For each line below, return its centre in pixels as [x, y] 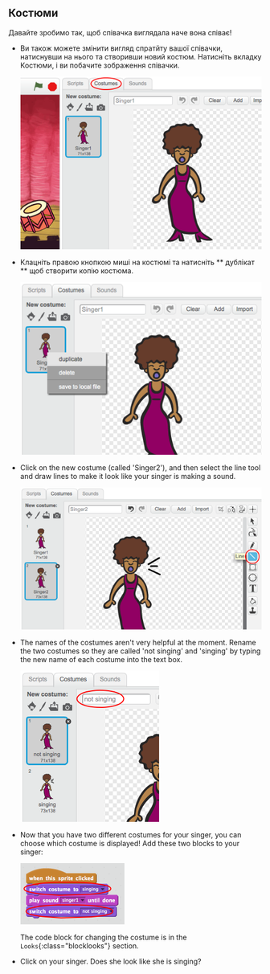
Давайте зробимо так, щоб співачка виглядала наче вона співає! [120, 32]
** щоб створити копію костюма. [77, 270]
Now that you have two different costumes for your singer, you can [131, 835]
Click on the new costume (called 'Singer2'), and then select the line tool [140, 468]
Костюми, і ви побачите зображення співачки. [100, 65]
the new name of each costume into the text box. [101, 660]
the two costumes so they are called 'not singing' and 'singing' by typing [140, 651]
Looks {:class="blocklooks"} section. [79, 946]
